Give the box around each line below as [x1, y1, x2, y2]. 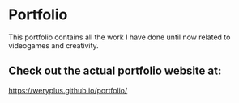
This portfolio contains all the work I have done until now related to [8, 32, 231, 42]
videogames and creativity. [8, 40, 99, 50]
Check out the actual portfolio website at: [8, 64, 222, 78]
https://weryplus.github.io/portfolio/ [8, 85, 128, 95]
